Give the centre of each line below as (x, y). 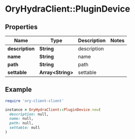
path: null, (22, 123)
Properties (21, 27)
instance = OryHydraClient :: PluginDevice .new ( (53, 110)
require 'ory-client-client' (34, 101)
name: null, (22, 119)
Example (18, 90)
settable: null (25, 128)
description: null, (29, 114)
